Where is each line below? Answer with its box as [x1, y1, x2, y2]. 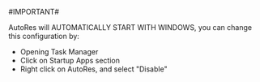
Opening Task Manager [19, 47, 99, 56]
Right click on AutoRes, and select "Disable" [19, 64, 168, 74]
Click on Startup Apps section [19, 56, 120, 65]
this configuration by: [8, 32, 79, 41]
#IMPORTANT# [8, 7, 59, 16]
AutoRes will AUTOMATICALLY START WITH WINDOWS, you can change [8, 23, 253, 32]
